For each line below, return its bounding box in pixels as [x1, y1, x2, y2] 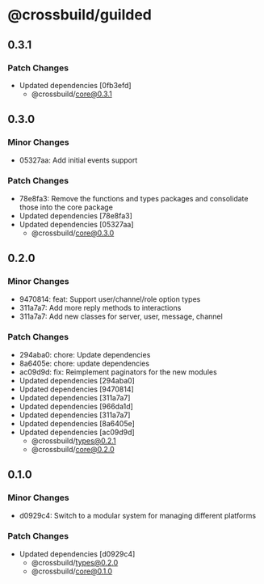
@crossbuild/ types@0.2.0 [31, 557, 119, 567]
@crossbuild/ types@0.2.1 [31, 435, 116, 446]
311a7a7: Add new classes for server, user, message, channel [19, 311, 223, 321]
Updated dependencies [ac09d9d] [19, 427, 135, 437]
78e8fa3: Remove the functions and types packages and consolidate [19, 193, 249, 203]
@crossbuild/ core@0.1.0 [31, 566, 113, 576]
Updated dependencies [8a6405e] [19, 418, 135, 428]
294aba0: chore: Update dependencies [19, 349, 151, 359]
